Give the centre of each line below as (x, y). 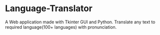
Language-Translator (49, 9)
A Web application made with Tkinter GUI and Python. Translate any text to (80, 22)
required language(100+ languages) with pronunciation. (61, 27)
